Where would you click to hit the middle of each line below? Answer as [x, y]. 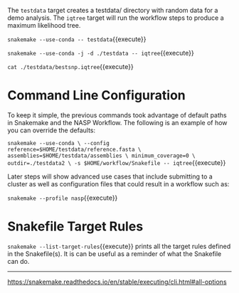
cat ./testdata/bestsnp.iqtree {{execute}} [70, 66]
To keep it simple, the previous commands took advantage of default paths [117, 115]
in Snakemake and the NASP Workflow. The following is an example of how [117, 122]
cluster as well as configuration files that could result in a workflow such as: [118, 183]
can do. [18, 261]
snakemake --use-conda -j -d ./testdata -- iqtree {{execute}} [101, 53]
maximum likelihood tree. [44, 25]
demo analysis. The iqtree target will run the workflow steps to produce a [116, 18]
